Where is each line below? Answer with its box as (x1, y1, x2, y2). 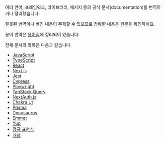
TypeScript (12, 57, 35, 63)
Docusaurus (12, 110, 38, 115)
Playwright (12, 84, 35, 89)
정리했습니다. (14, 10, 40, 16)
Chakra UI (12, 99, 33, 105)
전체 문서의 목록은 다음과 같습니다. (5, 42, 72, 48)
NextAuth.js (12, 94, 37, 100)
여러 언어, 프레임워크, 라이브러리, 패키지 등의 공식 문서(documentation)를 (5, 4, 148, 10)
